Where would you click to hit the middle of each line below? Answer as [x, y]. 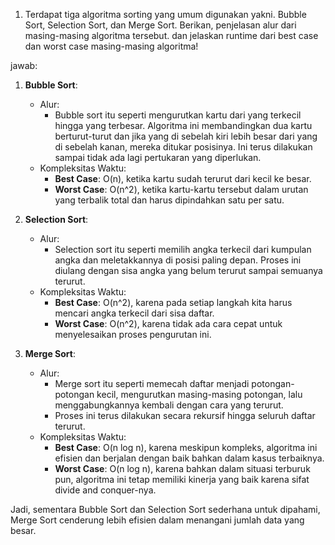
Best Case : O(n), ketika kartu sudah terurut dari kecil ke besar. [183, 178]
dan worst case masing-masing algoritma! [111, 46]
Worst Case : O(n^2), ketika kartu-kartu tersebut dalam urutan [181, 189]
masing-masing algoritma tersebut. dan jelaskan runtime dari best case [171, 35]
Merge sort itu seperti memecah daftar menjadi [152, 383]
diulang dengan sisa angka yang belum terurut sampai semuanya [188, 270]
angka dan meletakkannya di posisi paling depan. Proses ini [178, 260]
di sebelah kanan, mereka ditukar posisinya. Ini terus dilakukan [183, 147]
